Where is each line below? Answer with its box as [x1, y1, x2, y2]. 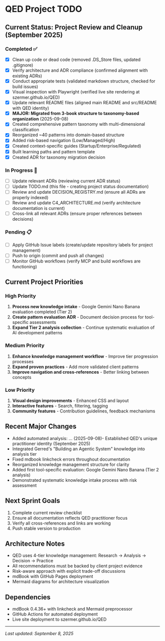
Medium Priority [5, 342, 45, 349]
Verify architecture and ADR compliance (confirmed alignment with [12, 67, 148, 73]
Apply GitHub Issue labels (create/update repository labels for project [12, 242, 153, 248]
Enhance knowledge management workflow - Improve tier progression [12, 353, 159, 359]
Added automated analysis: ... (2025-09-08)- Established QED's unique [12, 435, 158, 441]
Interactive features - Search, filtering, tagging [12, 403, 108, 408]
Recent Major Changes [5, 422, 77, 431]
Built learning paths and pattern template [12, 148, 95, 154]
